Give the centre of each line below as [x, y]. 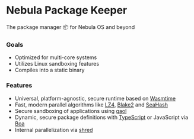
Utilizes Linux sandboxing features [57, 64]
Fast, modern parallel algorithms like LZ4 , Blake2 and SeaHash [91, 105]
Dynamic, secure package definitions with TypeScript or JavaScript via [101, 117]
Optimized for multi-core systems [56, 57]
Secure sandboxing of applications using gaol [71, 111]
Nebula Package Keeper [67, 10]
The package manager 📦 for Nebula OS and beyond [71, 27]
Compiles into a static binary [50, 70]
